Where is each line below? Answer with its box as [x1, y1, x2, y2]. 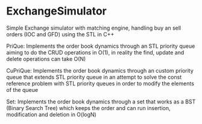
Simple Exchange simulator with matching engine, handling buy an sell [6, 24, 181, 31]
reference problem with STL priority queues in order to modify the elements [6, 80, 195, 87]
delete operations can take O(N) [6, 55, 86, 62]
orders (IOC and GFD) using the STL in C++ [6, 30, 115, 38]
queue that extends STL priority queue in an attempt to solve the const [6, 73, 182, 80]
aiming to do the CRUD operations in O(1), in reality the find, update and [6, 48, 185, 56]
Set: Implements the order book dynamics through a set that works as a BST [6, 98, 196, 105]
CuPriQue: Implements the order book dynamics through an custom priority [6, 67, 194, 74]
